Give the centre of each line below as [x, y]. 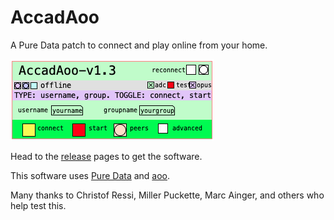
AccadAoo [55, 17]
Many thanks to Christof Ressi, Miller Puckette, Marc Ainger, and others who [167, 195]
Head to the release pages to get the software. [106, 156]
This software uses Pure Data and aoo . [90, 175]
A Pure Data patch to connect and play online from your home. [139, 45]
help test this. [38, 205]
